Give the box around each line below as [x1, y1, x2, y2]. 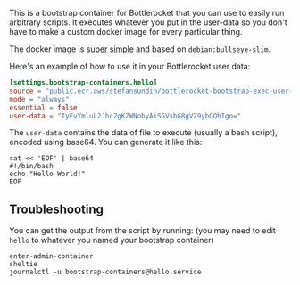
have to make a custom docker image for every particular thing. [9, 27, 243, 37]
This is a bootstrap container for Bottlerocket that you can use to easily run [9, 8, 285, 18]
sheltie [9, 260, 38, 269]
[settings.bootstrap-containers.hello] [9, 78, 158, 87]
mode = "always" [9, 94, 70, 103]
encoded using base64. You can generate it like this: [9, 137, 203, 148]
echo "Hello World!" [9, 169, 87, 179]
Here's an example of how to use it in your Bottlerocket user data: [9, 61, 251, 71]
